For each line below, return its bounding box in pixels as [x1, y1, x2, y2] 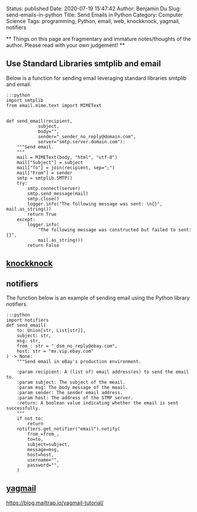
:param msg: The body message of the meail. [17, 385, 128, 391]
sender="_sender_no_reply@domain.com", [37, 133, 136, 140]
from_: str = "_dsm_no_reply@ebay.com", [17, 343, 118, 349]
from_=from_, [27, 432, 60, 437]
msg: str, [17, 338, 41, 344]
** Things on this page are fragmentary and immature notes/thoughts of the [6, 36, 191, 42]
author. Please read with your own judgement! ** [6, 41, 125, 49]
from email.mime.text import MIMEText [6, 102, 102, 108]
